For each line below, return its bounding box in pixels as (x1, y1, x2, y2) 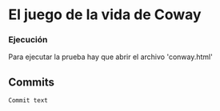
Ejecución (8, 34, 48, 46)
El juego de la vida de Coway (8, 6, 202, 24)
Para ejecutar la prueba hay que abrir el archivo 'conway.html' (8, 52, 214, 61)
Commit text (8, 97, 48, 105)
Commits (8, 75, 54, 89)
